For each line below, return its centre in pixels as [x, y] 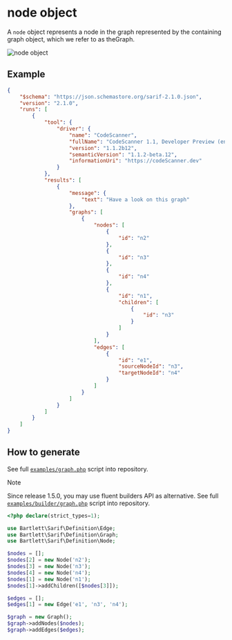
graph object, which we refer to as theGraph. [71, 39]
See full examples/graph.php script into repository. [78, 469]
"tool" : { [58, 122]
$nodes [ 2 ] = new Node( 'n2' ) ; [49, 560]
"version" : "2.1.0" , [49, 103]
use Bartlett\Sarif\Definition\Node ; [61, 541]
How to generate [44, 452]
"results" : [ [62, 180]
